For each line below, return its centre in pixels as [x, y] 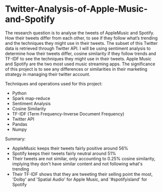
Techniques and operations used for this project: [54, 83]
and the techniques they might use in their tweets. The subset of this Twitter [81, 43]
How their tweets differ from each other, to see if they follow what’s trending [81, 38]
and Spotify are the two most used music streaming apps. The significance [80, 64]
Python [19, 93]
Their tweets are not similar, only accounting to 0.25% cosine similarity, [84, 158]
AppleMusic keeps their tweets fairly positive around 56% [70, 148]
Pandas [20, 124]
